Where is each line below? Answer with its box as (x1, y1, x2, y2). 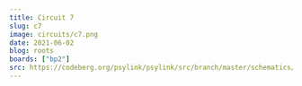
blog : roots (9, 47, 54, 56)
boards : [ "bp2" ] (9, 55, 70, 64)
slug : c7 (9, 21, 42, 30)
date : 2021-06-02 (9, 38, 75, 47)
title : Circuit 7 (9, 13, 75, 22)
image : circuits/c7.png (9, 30, 99, 39)
